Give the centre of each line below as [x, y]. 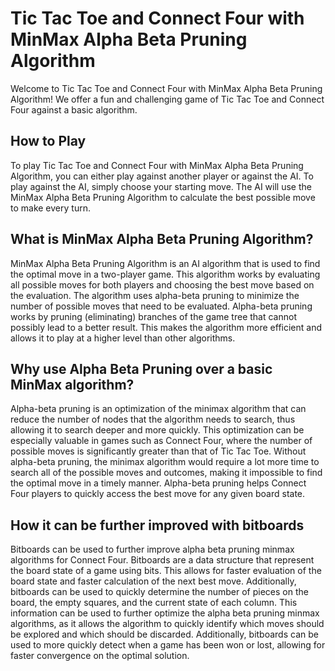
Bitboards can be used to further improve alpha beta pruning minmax [152, 549]
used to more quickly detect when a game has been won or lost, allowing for [168, 645]
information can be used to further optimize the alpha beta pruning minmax [165, 613]
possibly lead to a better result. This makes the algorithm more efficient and [166, 327]
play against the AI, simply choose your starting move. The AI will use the [161, 186]
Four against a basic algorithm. [74, 109]
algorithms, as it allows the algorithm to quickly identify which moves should [167, 624]
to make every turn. [50, 208]
